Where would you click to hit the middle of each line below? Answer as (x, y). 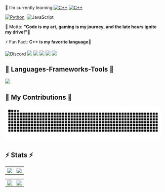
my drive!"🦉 (18, 32)
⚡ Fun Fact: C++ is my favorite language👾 (48, 42)
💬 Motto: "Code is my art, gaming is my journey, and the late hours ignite (81, 27)
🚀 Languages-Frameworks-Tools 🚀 (60, 69)
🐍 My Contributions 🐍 (39, 97)
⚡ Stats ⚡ (19, 155)
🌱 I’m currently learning (29, 8)
